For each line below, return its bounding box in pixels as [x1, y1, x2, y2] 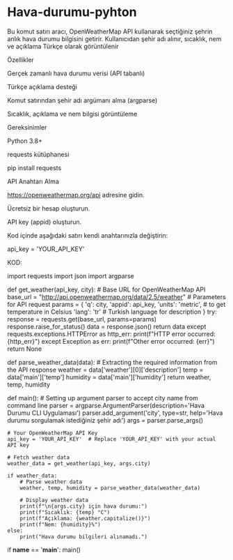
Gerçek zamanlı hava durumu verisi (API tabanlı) [7, 69, 145, 77]
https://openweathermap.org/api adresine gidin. [7, 190, 145, 199]
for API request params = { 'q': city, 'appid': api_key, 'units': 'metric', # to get [7, 300, 226, 308]
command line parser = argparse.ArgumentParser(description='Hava [7, 401, 205, 409]
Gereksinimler [7, 123, 47, 131]
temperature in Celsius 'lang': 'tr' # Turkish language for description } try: [7, 308, 217, 316]
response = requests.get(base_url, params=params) [7, 315, 157, 323]
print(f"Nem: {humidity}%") [19, 521, 101, 528]
